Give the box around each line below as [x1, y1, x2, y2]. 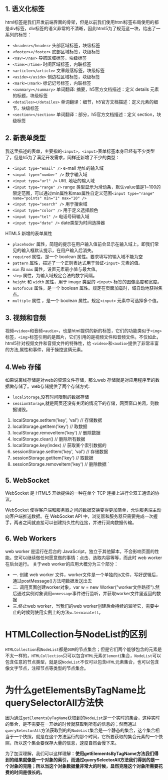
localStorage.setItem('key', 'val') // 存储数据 [12, 417, 102, 423]
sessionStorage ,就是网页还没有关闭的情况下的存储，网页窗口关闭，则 [12, 400, 155, 406]
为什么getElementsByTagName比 [5, 685, 146, 696]
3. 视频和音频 [5, 313, 46, 322]
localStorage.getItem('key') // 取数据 [12, 423, 87, 429]
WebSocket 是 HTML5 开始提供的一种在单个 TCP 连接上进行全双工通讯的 [5, 490, 155, 496]
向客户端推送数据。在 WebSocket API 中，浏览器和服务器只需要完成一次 [5, 513, 153, 519]
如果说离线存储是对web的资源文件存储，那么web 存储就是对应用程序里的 [5, 377, 155, 383]
